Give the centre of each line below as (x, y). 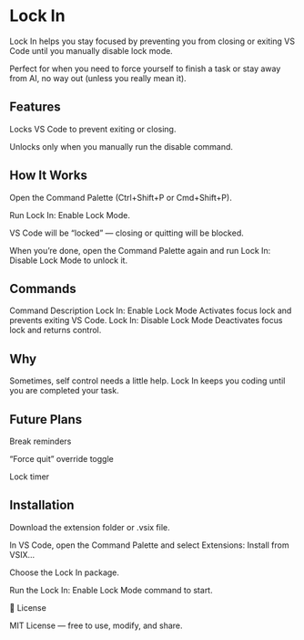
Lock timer (30, 477)
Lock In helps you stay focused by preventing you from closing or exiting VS (152, 41)
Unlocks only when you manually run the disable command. (122, 146)
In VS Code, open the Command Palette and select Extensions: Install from (149, 545)
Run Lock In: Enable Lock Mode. (70, 215)
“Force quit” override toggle (61, 459)
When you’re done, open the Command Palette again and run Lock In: (140, 250)
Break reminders (41, 441)
